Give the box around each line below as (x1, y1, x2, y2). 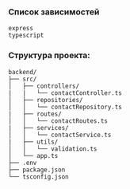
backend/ (8, 68, 37, 76)
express (8, 25, 34, 33)
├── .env (8, 159, 37, 167)
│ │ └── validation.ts (8, 144, 97, 153)
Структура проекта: (8, 50, 91, 61)
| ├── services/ (8, 124, 69, 132)
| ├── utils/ (8, 138, 59, 146)
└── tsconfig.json (8, 172, 69, 181)
